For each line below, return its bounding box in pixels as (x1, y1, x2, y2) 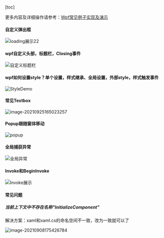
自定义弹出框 (5, 27, 31, 32)
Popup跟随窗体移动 (5, 120, 45, 127)
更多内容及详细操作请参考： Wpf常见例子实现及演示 (5, 14, 109, 20)
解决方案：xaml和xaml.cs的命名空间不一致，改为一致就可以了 (5, 217, 129, 223)
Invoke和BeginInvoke (5, 168, 50, 174)
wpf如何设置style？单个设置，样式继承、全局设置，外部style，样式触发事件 (5, 75, 159, 80)
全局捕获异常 (5, 144, 31, 149)
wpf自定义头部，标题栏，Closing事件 (5, 50, 81, 56)
